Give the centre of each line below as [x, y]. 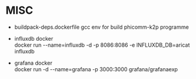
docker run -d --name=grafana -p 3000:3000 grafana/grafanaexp [96, 69]
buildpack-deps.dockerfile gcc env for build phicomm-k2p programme [102, 27]
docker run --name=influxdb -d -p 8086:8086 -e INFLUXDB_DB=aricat [102, 45]
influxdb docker [34, 38]
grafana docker [33, 63]
